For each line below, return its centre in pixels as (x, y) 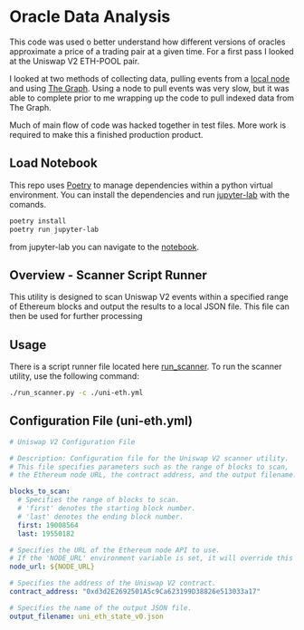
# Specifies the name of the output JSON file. (101, 608)
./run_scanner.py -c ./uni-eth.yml (76, 393)
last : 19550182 (46, 533)
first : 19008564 (48, 525)
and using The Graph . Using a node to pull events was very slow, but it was (149, 88)
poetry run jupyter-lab (54, 229)
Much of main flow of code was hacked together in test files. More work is (148, 125)
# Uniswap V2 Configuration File (72, 441)
